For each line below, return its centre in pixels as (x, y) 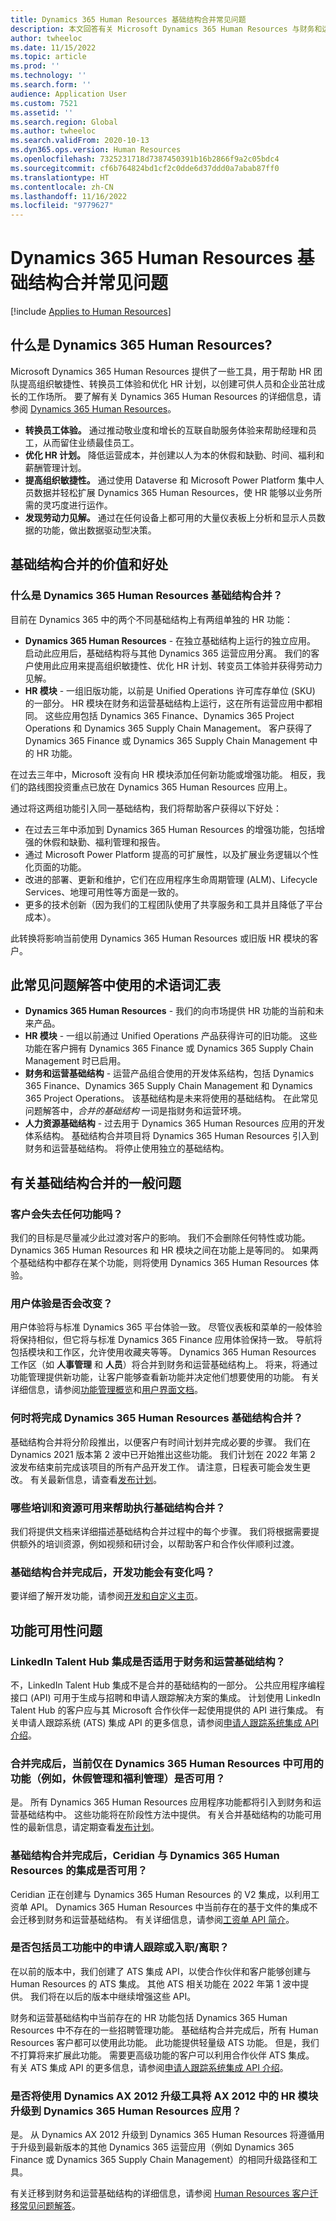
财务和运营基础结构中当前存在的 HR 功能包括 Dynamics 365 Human (149, 2017)
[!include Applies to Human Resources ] (91, 312)
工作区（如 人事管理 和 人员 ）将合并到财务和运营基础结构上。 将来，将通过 (164, 1365)
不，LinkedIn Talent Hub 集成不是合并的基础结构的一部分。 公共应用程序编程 (167, 1685)
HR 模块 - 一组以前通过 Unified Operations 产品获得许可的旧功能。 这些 (171, 1036)
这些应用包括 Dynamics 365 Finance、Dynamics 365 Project (169, 715)
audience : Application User (69, 94)
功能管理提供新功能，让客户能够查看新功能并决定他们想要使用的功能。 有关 (165, 1377)
